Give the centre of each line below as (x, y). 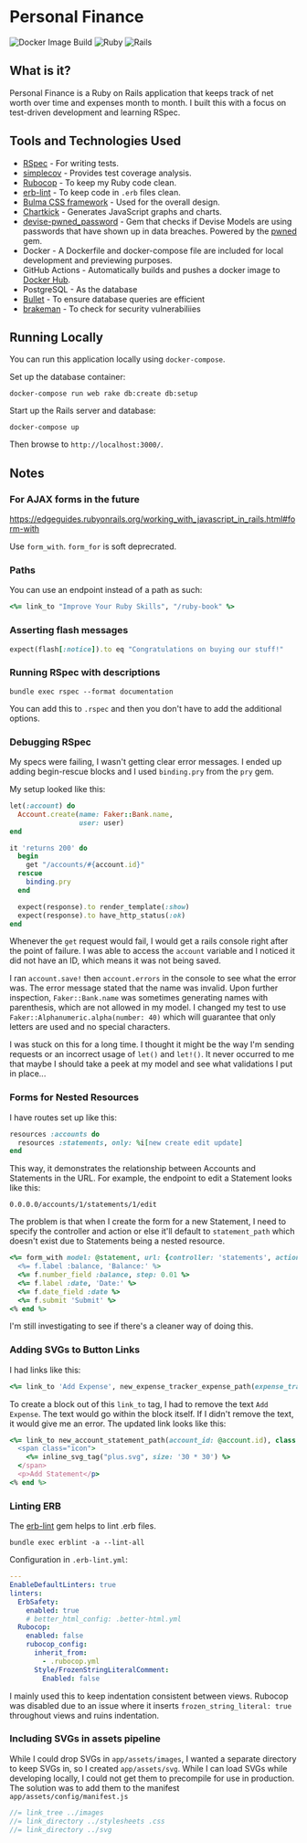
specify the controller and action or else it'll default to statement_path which (152, 1232)
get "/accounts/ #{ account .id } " (85, 865)
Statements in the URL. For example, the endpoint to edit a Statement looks (151, 1178)
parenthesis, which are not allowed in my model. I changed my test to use (148, 1008)
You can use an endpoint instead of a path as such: (106, 590)
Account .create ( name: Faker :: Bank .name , (95, 814)
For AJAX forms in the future (74, 499)
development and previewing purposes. (97, 260)
